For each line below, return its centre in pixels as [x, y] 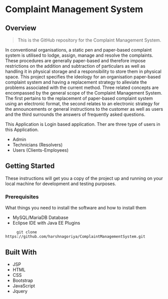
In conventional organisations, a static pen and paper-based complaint [79, 50]
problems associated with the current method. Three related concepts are [82, 88]
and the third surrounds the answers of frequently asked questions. [75, 114]
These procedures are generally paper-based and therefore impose [75, 61]
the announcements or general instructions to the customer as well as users [84, 109]
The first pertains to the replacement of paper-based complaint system [79, 98]
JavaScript [24, 286]
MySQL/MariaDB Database [40, 218]
